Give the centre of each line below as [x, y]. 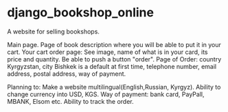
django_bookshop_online [81, 13]
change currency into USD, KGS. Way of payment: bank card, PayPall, [106, 94]
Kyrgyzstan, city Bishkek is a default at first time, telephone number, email [112, 66]
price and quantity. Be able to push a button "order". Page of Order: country [114, 59]
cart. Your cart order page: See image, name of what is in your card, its [107, 52]
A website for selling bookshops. [53, 31]
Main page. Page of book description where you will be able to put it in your [114, 44]
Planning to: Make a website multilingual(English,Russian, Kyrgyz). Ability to [114, 87]
